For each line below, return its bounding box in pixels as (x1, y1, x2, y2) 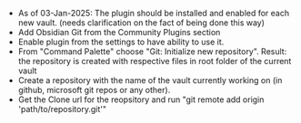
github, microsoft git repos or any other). (17, 85, 171, 95)
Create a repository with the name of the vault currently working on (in (17, 75, 283, 85)
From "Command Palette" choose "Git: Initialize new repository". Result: (17, 46, 287, 57)
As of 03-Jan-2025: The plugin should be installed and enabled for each (17, 8, 290, 18)
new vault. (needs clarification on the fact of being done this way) (17, 17, 266, 28)
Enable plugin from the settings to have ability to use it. (17, 36, 225, 47)
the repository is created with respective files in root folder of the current (17, 56, 292, 66)
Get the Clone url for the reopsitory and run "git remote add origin (17, 94, 265, 105)
